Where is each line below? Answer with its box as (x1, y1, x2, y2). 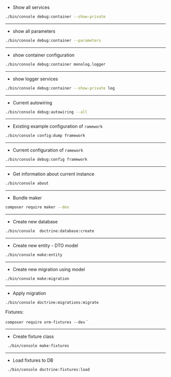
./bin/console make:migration (5, 276, 70, 281)
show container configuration (12, 52, 75, 58)
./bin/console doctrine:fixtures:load (7, 367, 90, 372)
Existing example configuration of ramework (12, 123, 103, 129)
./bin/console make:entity (5, 252, 63, 257)
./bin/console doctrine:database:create (5, 228, 95, 234)
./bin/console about (5, 181, 49, 186)
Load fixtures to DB (12, 357, 53, 363)
